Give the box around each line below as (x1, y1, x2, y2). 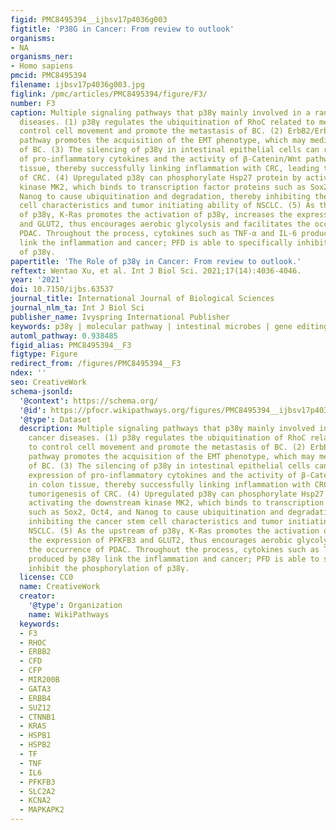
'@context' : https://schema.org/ (19, 396, 159, 406)
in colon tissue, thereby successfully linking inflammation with (28, 479, 311, 490)
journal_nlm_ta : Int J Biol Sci (10, 303, 145, 313)
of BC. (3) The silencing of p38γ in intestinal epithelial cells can (19, 145, 320, 155)
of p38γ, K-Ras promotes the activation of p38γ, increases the (19, 210, 293, 220)
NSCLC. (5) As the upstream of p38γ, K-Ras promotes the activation (28, 526, 320, 536)
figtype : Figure (10, 349, 78, 360)
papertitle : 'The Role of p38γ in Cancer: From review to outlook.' (10, 256, 302, 266)
